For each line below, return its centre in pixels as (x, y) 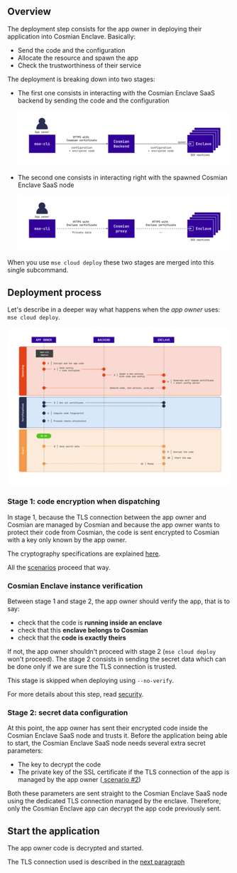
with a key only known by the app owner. (67, 539)
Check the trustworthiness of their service (79, 65)
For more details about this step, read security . (76, 694)
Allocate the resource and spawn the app (78, 58)
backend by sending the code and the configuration (93, 100)
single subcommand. (38, 270)
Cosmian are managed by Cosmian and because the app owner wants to (114, 524)
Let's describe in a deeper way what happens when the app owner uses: (114, 309)
